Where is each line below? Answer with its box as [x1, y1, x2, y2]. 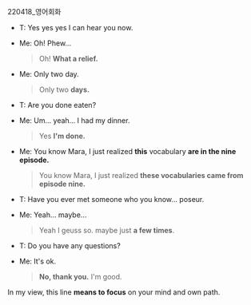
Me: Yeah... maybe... [18, 210, 87, 220]
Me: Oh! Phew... [18, 38, 72, 48]
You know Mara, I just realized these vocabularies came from [38, 171, 244, 180]
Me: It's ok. [18, 256, 57, 266]
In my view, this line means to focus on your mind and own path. [7, 287, 221, 297]
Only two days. [38, 85, 90, 94]
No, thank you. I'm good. [38, 272, 122, 281]
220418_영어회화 [7, 7, 62, 16]
